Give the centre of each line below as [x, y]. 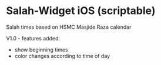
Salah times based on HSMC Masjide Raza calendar [69, 27]
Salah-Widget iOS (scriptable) [81, 11]
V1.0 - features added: [33, 38]
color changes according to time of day [62, 56]
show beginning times [41, 49]
